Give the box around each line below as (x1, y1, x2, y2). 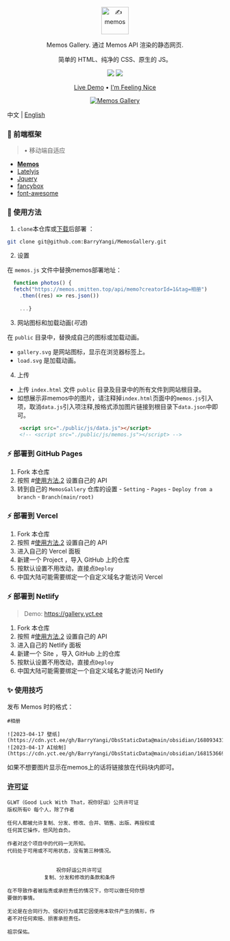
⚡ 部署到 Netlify (7, 592, 60, 601)
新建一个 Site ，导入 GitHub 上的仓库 (16, 650, 121, 658)
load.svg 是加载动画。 (16, 356, 80, 364)
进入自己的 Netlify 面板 (16, 641, 81, 650)
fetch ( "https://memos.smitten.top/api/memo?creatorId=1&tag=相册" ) (13, 286, 207, 293)
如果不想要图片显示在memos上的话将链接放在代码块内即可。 (7, 763, 178, 771)
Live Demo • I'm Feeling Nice (74, 83, 156, 91)
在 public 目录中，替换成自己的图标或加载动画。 (7, 333, 143, 341)
